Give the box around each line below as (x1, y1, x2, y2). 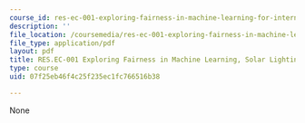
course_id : (9, 13, 51, 23)
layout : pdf (9, 47, 54, 56)
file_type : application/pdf (9, 38, 116, 48)
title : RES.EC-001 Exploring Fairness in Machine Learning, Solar (9, 55, 266, 64)
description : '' (9, 22, 71, 31)
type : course (9, 64, 59, 73)
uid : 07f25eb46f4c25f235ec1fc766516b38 (9, 72, 161, 81)
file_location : (9, 30, 67, 39)
